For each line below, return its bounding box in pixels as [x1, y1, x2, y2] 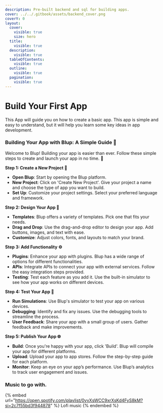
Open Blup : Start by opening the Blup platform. [12, 174, 107, 180]
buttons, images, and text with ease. [12, 229, 85, 235]
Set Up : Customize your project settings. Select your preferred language [12, 189, 158, 195]
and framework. [12, 195, 44, 201]
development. [5, 127, 33, 133]
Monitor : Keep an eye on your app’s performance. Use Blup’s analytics [12, 364, 154, 370]
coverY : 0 [5, 16, 25, 21]
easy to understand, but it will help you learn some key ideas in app [5, 122, 140, 128]
